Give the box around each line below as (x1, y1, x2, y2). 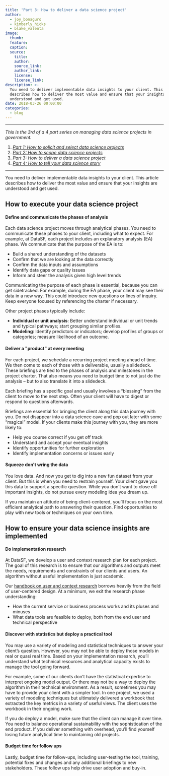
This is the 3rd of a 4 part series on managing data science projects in (5, 129, 152, 135)
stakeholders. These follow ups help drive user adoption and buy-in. (5, 764, 147, 771)
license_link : (14, 78, 44, 83)
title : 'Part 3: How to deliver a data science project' (5, 7, 127, 13)
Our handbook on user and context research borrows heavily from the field (5, 583, 161, 589)
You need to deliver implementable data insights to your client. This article (5, 174, 159, 180)
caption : (10, 45, 28, 50)
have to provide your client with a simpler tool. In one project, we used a (5, 689, 155, 695)
